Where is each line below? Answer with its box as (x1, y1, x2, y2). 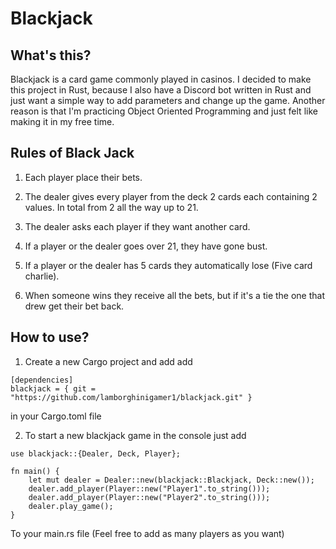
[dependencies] (10, 375, 74, 385)
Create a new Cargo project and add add (24, 355, 193, 367)
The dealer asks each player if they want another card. (24, 220, 251, 232)
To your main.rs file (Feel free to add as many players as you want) (10, 527, 285, 539)
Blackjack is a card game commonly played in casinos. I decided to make (10, 73, 312, 85)
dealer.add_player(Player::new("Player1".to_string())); (28, 483, 271, 494)
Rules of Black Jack (10, 145, 135, 162)
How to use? (10, 329, 90, 346)
